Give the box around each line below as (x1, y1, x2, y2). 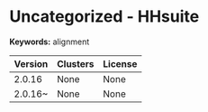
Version (14, 57, 49, 70)
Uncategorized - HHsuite (9, 6, 200, 27)
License (103, 57, 138, 70)
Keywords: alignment (9, 36, 90, 47)
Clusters (57, 57, 95, 70)
